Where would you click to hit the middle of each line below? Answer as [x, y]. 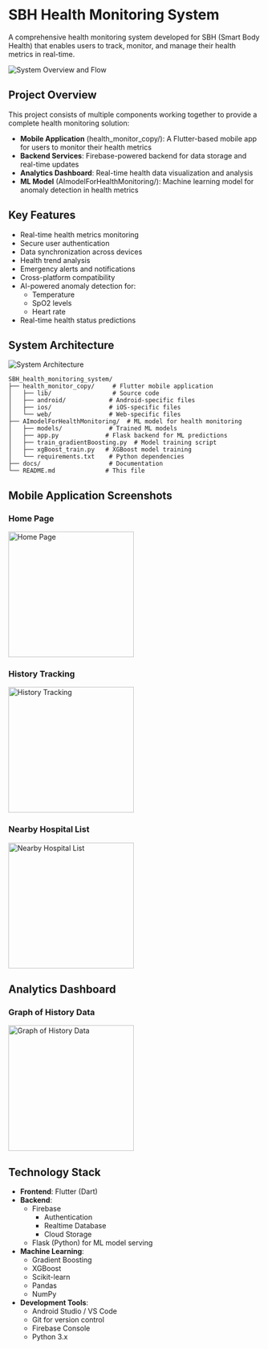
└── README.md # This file [77, 471]
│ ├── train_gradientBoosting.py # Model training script [113, 443]
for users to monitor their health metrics [86, 147]
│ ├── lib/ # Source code [84, 393]
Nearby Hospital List [49, 829]
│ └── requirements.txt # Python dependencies [96, 457]
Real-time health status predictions [78, 320]
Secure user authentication [65, 243]
